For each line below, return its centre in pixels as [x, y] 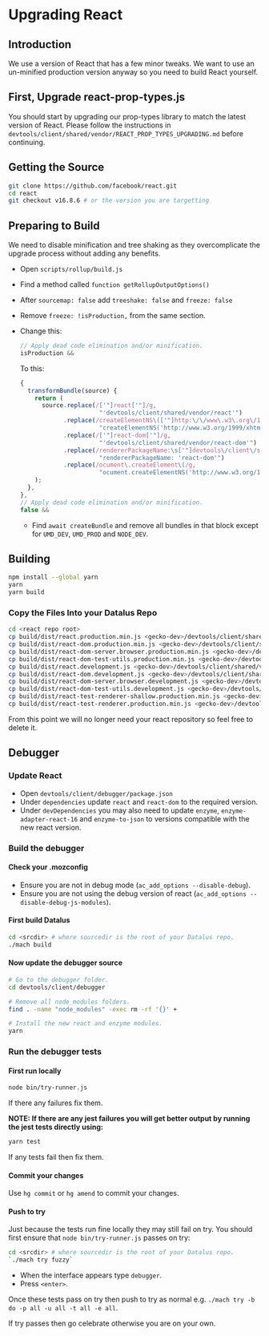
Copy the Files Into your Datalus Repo [83, 612]
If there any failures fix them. [56, 1103]
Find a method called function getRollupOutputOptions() [114, 285]
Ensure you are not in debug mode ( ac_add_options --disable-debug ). [135, 885]
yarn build [26, 592]
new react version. [50, 827]
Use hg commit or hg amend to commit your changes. [94, 1193]
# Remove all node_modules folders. [69, 1002]
